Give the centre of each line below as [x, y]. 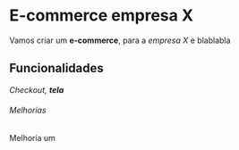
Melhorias [28, 110]
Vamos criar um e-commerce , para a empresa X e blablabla [120, 40]
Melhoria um [33, 137]
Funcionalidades [57, 68]
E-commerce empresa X [102, 16]
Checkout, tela [37, 89]
